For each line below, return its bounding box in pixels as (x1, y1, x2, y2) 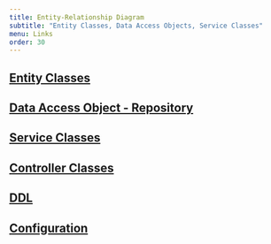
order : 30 (9, 37, 46, 47)
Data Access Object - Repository (9, 101, 194, 116)
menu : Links (9, 29, 53, 38)
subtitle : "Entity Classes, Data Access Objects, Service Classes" (9, 21, 264, 30)
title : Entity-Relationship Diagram (9, 12, 144, 22)
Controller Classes (9, 160, 114, 175)
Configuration (9, 220, 89, 235)
